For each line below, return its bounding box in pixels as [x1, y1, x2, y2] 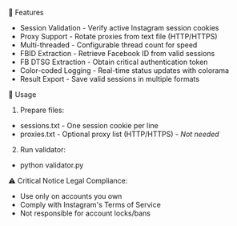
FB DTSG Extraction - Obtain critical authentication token [19, 57, 208, 67]
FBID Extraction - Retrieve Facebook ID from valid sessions [19, 49, 215, 58]
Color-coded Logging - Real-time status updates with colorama [19, 66, 230, 75]
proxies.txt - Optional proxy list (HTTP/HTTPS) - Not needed [19, 129, 219, 139]
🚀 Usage [8, 90, 37, 99]
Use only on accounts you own [19, 192, 123, 200]
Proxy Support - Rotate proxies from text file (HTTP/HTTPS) [19, 32, 218, 41]
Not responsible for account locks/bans [19, 208, 151, 218]
